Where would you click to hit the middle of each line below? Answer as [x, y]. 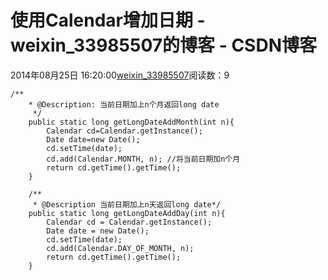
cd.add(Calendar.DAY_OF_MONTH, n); [120, 248]
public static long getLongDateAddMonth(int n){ [131, 122]
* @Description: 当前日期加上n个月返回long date [124, 104]
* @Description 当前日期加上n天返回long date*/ [127, 204]
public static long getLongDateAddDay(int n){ [127, 213]
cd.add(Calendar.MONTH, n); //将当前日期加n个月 [143, 159]
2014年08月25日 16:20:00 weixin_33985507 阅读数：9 [120, 75]
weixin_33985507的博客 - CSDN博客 [163, 45]
